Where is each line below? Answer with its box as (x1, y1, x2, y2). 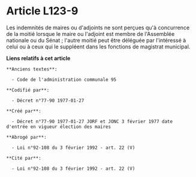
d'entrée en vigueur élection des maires (6, 124, 111, 130)
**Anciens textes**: (6, 66, 58, 72)
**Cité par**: (6, 155, 42, 161)
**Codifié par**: (6, 87, 50, 93)
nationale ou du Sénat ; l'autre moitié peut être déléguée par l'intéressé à (6, 36, 186, 44)
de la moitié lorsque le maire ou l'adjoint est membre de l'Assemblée (6, 30, 175, 37)
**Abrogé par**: (6, 134, 47, 140)
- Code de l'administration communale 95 (11, 77, 117, 83)
